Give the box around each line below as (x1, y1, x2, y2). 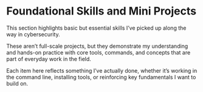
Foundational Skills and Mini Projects (6, 4, 196, 18)
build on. (6, 80, 29, 87)
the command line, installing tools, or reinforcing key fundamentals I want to (6, 73, 196, 80)
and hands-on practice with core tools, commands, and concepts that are (6, 48, 191, 56)
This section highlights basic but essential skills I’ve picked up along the (6, 24, 187, 31)
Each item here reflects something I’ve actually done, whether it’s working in (6, 67, 198, 74)
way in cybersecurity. (6, 30, 60, 38)
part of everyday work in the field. (6, 55, 91, 62)
